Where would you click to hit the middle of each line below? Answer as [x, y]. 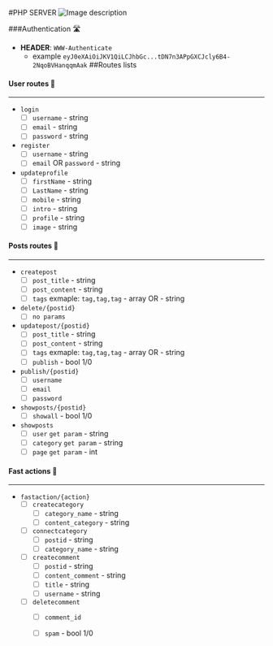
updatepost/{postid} [55, 326]
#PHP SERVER [32, 13]
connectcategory [60, 531]
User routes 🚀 [32, 83]
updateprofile [44, 173]
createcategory [58, 505]
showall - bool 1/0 [62, 415]
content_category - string [87, 522]
